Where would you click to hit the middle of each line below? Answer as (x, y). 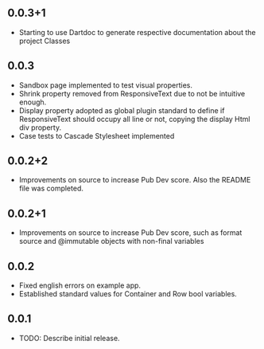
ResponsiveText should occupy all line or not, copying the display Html (134, 119)
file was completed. (51, 188)
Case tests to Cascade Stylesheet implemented (97, 135)
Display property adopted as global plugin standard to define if (122, 110)
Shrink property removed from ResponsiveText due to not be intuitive (132, 93)
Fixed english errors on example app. (80, 285)
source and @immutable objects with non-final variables (111, 241)
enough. (33, 102)
